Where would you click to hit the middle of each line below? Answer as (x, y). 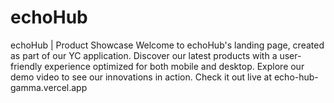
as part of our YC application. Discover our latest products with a (144, 55)
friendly (26, 66)
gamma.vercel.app (49, 87)
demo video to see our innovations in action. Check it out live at (141, 77)
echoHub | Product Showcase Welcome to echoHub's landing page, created (167, 45)
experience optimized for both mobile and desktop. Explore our (174, 66)
